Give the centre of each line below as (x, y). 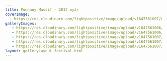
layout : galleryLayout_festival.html (44, 51)
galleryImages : (21, 23)
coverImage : (17, 14)
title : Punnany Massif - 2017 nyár (42, 10)
